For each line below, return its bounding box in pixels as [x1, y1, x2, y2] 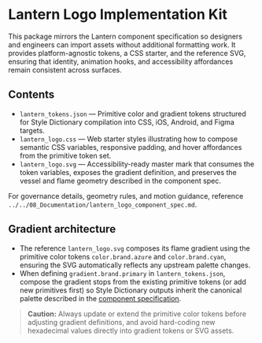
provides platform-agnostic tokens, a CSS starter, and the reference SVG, [8, 48, 246, 58]
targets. [19, 125, 45, 135]
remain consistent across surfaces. [8, 65, 122, 74]
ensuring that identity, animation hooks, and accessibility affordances [8, 57, 234, 66]
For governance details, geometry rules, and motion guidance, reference [8, 191, 244, 200]
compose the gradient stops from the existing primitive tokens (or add [19, 277, 246, 286]
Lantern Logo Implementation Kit [8, 6, 228, 24]
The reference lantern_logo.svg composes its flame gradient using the [19, 243, 250, 253]
